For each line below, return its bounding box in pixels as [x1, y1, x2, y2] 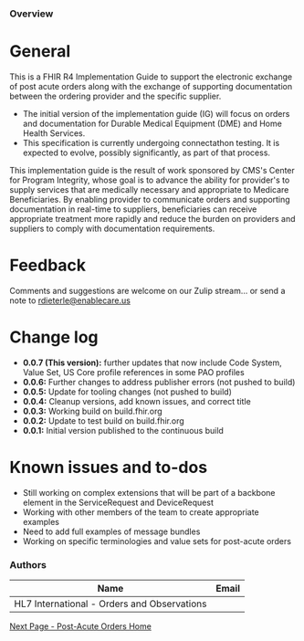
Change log [9, 327, 99, 347]
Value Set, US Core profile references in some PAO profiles [22, 366, 245, 377]
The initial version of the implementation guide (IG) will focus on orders [22, 108, 290, 119]
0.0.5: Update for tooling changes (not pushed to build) [22, 386, 233, 397]
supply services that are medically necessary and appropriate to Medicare [9, 184, 289, 194]
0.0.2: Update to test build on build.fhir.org [22, 415, 184, 426]
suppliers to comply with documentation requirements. [9, 223, 215, 234]
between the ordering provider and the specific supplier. [9, 90, 222, 101]
